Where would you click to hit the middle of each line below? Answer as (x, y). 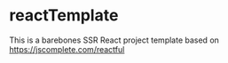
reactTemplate (64, 16)
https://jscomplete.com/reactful (67, 49)
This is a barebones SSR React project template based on (114, 40)
